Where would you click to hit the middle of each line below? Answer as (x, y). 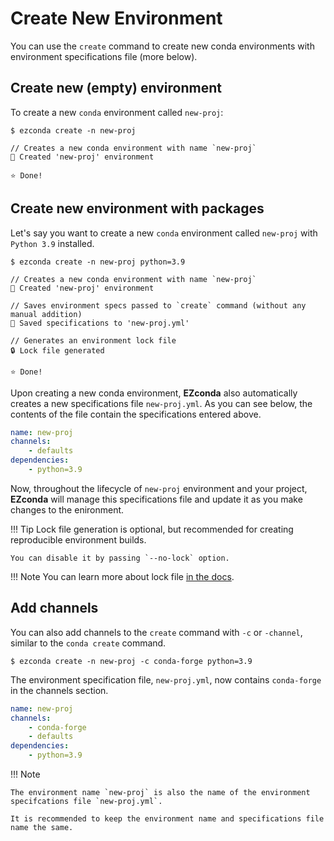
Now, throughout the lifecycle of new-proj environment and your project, (159, 488)
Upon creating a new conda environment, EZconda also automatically (154, 393)
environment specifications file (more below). (104, 56)
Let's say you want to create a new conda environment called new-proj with (164, 233)
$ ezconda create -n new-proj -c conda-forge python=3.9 (131, 661)
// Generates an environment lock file (93, 340)
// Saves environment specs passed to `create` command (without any (158, 305)
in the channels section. (59, 690)
